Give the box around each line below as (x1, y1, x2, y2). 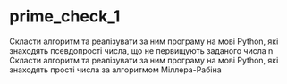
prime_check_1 (9, 6, 121, 27)
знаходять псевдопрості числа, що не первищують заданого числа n (9, 45, 274, 55)
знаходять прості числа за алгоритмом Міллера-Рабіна (9, 64, 222, 75)
